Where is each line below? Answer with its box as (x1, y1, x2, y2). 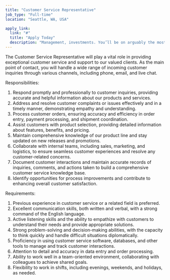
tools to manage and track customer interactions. (12, 243, 115, 249)
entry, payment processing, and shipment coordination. (12, 116, 129, 122)
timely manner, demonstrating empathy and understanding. (12, 105, 137, 111)
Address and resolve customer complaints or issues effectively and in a (12, 100, 162, 106)
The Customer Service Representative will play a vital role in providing (5, 53, 151, 60)
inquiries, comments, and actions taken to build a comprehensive (12, 164, 149, 171)
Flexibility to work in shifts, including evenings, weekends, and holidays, (12, 264, 163, 270)
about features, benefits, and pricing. (12, 127, 90, 133)
